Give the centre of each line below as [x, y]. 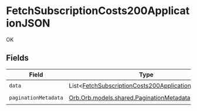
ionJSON [28, 23]
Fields [18, 58]
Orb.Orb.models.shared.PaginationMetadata [130, 98]
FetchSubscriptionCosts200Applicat [98, 11]
